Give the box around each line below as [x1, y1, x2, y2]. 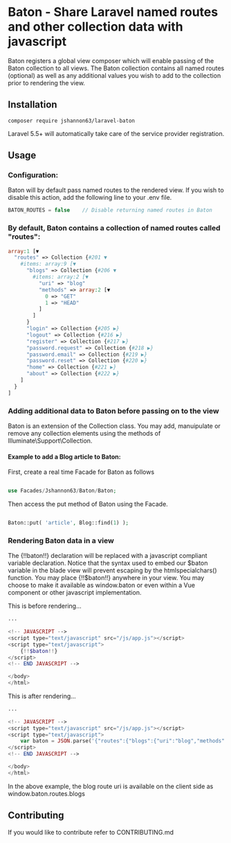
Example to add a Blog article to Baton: [8, 452, 121, 461]
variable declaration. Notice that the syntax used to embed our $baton [8, 559, 208, 568]
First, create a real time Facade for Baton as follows [8, 468, 155, 476]
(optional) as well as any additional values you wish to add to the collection [8, 71, 221, 80]
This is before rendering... [8, 602, 82, 611]
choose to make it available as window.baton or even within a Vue [8, 581, 196, 590]
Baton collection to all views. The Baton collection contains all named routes [8, 64, 225, 72]
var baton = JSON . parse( [20, 738, 92, 744]
